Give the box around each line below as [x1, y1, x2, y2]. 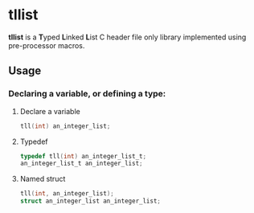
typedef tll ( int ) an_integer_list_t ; [19, 152, 147, 160]
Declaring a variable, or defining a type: [8, 88, 166, 100]
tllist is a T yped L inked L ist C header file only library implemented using [8, 32, 247, 42]
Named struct [19, 174, 66, 184]
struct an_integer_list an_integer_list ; [19, 197, 162, 206]
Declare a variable [19, 106, 80, 116]
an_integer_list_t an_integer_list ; [19, 159, 143, 168]
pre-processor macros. [8, 40, 85, 50]
